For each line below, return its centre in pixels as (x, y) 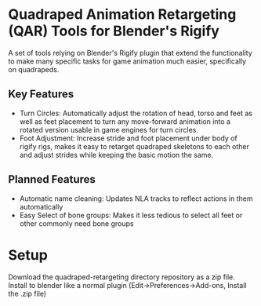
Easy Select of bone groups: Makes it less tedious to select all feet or (131, 215)
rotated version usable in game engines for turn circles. (109, 129)
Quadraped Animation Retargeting (122, 15)
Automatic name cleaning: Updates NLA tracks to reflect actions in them (136, 199)
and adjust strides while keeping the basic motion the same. (116, 155)
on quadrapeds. (34, 69)
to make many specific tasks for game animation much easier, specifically (127, 61)
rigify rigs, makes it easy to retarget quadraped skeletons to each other (134, 146)
